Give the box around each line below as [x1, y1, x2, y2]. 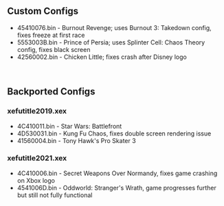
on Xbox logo [16, 176, 55, 184]
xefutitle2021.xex [7, 153, 67, 163]
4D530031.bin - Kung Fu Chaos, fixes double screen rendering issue [16, 129, 212, 138]
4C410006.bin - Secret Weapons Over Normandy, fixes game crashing [16, 169, 218, 177]
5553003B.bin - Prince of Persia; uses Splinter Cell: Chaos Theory [16, 38, 205, 47]
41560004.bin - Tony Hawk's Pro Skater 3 [16, 136, 136, 144]
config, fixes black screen [16, 45, 91, 53]
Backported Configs [7, 86, 96, 98]
